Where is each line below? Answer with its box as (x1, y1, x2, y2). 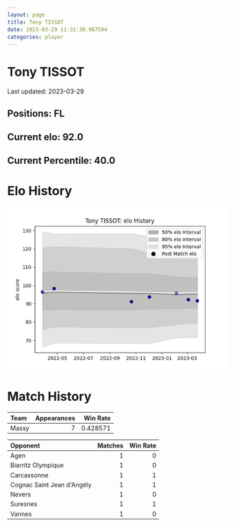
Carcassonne (10, 471, 49, 479)
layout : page (7, 11, 45, 18)
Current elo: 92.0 (7, 131, 84, 143)
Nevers (10, 490, 31, 498)
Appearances (35, 413, 75, 422)
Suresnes (10, 500, 38, 508)
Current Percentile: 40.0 (7, 155, 116, 167)
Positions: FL (7, 107, 65, 119)
